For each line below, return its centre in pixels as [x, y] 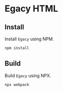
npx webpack [17, 85]
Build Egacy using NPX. [28, 76]
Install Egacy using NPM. [29, 39]
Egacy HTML [31, 9]
